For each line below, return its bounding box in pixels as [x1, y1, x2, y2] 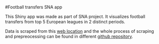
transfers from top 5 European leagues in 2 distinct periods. [5, 19, 126, 24]
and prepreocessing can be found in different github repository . [5, 34, 134, 39]
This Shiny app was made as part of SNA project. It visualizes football [5, 14, 146, 19]
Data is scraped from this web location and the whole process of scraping [5, 28, 154, 34]
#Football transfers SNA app [5, 4, 63, 10]
